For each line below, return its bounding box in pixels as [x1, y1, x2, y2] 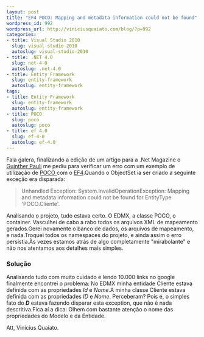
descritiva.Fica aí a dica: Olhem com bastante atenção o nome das [6, 306, 174, 313]
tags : [6, 88, 20, 94]
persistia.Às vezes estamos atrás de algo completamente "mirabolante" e [6, 238, 191, 245]
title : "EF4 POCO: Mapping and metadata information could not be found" [6, 15, 198, 21]
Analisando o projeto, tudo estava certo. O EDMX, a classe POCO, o [6, 211, 176, 219]
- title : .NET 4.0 [6, 54, 53, 60]
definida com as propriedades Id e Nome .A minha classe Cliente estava [6, 286, 186, 294]
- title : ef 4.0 [6, 128, 47, 134]
